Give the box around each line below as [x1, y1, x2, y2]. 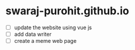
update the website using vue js [14, 24, 92, 31]
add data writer [14, 31, 52, 37]
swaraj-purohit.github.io [5, 4, 130, 18]
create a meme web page [14, 37, 77, 45]
